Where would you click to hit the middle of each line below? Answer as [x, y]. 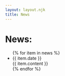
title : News [17, 14]
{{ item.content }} [30, 63]
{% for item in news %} [36, 53]
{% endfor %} [27, 69]
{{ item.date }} [27, 58]
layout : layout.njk [25, 10]
